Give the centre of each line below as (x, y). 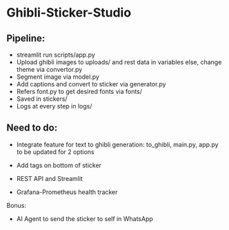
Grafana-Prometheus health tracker (67, 192)
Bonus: (17, 205)
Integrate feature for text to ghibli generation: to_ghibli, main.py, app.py (117, 144)
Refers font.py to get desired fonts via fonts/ (79, 92)
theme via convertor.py (49, 69)
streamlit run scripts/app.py (56, 55)
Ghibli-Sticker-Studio (69, 13)
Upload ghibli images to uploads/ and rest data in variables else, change (119, 62)
